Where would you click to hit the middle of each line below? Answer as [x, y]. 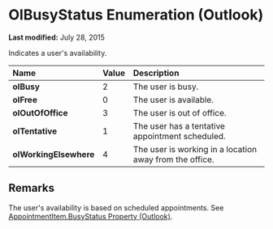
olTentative [35, 131]
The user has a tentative [179, 125]
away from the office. [173, 159]
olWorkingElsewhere [54, 154]
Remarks [32, 188]
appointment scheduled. [179, 136]
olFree [25, 100]
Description [156, 73]
